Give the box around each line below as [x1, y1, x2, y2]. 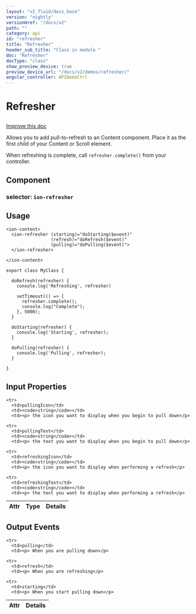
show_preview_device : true [6, 63, 72, 70]
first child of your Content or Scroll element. [6, 140, 113, 147]
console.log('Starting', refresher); [16, 329, 109, 336]
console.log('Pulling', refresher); [16, 350, 107, 356]
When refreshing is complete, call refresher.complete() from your [6, 151, 167, 159]
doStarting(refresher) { [11, 325, 72, 331]
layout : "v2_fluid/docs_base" [6, 8, 80, 15]
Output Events [6, 522, 60, 532]
